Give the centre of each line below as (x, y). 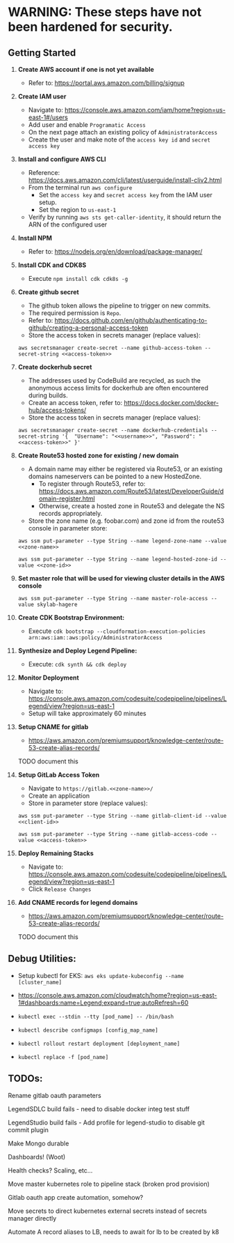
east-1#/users (48, 117)
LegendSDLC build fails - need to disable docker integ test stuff (99, 1108)
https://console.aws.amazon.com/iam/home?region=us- (145, 110)
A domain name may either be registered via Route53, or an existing (125, 469)
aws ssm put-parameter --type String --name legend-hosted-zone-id (117, 559)
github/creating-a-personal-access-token (88, 328)
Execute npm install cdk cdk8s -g (78, 279)
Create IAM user (42, 96)
